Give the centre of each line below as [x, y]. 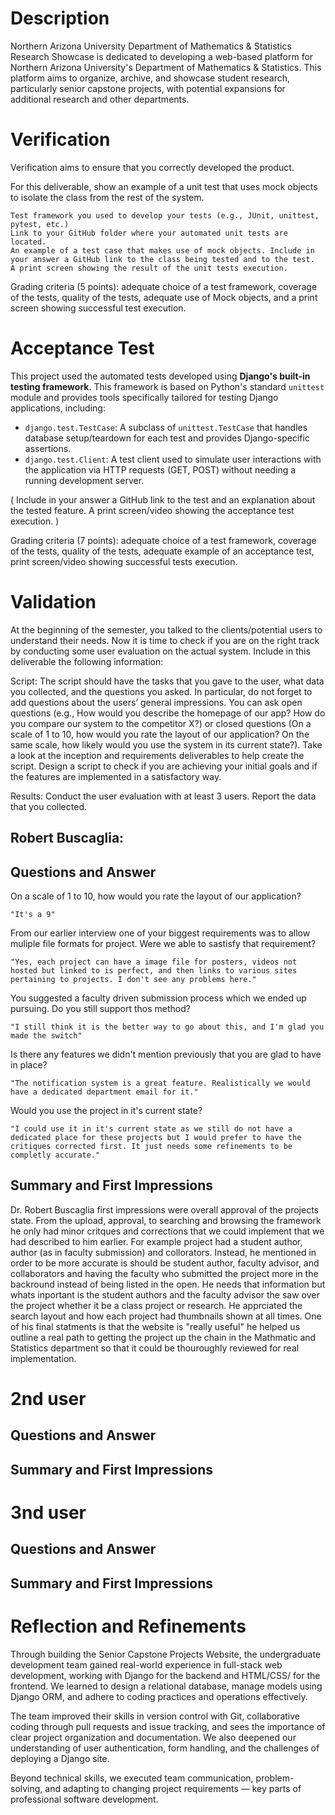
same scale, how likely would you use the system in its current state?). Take [166, 744]
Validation [53, 602]
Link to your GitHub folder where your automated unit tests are [149, 233]
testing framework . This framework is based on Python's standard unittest [167, 386]
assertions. [48, 448]
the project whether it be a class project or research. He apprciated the [156, 1305]
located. [28, 242]
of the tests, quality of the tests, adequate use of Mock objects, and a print [164, 297]
